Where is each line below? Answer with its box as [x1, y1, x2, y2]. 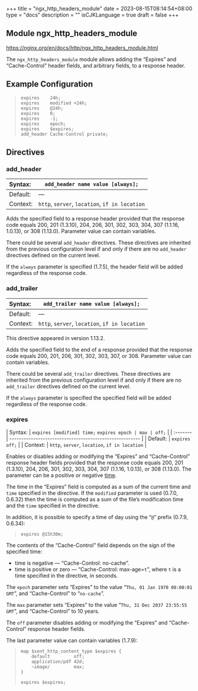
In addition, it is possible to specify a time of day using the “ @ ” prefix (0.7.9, [6, 513, 188, 520]
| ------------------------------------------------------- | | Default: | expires [6, 435, 191, 442]
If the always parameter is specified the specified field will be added [6, 394, 171, 401]
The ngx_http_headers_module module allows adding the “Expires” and [6, 56, 177, 63]
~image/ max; [31, 664, 85, 670]
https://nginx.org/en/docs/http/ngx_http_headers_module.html [6, 44, 158, 51]
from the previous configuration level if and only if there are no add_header [6, 245, 187, 252]
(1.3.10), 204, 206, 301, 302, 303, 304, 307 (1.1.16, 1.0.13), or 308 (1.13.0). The [6, 465, 192, 472]
